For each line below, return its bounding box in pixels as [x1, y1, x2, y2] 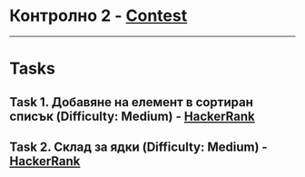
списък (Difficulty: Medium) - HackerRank [9, 108, 256, 123]
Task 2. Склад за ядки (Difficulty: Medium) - [9, 139, 268, 154]
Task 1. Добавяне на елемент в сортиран [9, 94, 254, 110]
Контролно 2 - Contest [9, 5, 188, 26]
